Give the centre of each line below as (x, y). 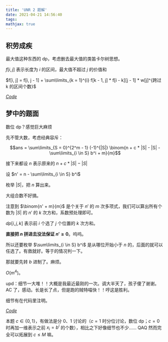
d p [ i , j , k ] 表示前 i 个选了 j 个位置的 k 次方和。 (52, 223)
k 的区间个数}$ (21, 87)
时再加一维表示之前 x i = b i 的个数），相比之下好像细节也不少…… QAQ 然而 (81, 327)
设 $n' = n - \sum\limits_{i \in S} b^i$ (43, 174)
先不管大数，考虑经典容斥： (34, 137)
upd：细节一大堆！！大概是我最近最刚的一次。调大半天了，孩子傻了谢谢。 (82, 283)
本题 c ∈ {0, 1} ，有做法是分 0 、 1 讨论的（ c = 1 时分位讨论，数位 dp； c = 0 (83, 321)
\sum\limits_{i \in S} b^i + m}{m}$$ (85, 153)
